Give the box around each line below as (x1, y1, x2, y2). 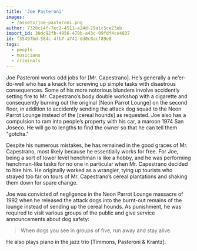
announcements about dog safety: (6, 215, 90, 222)
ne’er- (171, 74, 186, 81)
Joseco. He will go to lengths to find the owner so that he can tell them (6, 124, 178, 131)
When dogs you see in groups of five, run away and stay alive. (20, 227, 172, 234)
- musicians (11, 52, 41, 58)
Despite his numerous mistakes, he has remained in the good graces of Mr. (6, 142, 188, 149)
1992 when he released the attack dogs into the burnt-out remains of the (6, 196, 182, 203)
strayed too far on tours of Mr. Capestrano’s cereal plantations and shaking (6, 173, 188, 180)
